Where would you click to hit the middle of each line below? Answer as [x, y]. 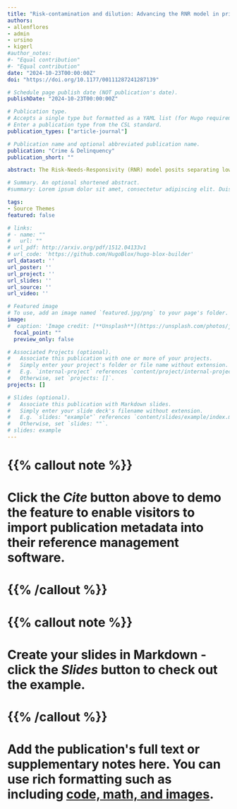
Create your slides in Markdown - [107, 655]
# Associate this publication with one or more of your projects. [110, 359]
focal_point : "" [37, 333]
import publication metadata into [106, 528]
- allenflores [28, 27]
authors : [20, 20]
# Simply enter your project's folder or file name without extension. [118, 365]
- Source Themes [31, 208]
